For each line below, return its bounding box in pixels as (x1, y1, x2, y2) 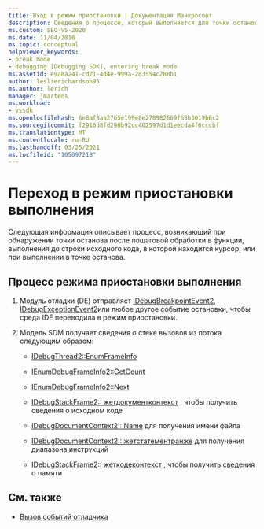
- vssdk (8, 107, 34, 115)
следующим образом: (19, 336, 94, 346)
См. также (8, 491, 63, 505)
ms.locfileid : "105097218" (8, 150, 97, 158)
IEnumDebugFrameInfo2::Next (31, 383, 130, 391)
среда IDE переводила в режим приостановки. (19, 313, 178, 322)
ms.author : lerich (8, 84, 68, 93)
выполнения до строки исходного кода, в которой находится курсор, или (8, 244, 255, 253)
